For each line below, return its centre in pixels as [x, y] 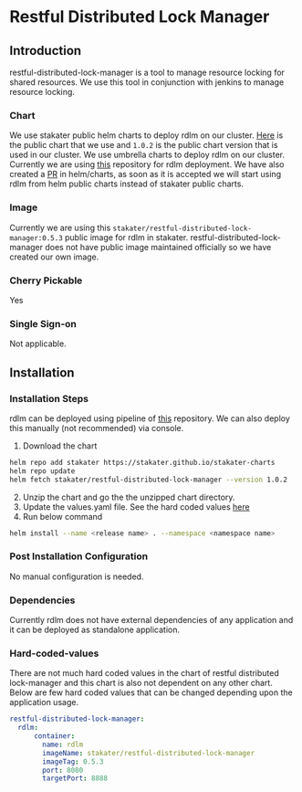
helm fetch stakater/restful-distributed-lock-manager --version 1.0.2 [148, 480]
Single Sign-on [43, 323]
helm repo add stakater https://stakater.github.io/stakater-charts [142, 462]
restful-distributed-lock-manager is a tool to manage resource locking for [147, 72]
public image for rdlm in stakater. [127, 237]
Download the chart [60, 446]
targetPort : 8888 [75, 778]
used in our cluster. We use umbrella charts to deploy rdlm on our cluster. [147, 155]
